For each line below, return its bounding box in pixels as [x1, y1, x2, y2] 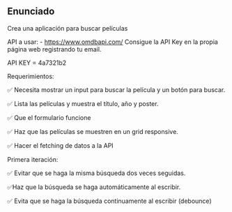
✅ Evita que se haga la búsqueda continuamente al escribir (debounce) [7, 197, 212, 205]
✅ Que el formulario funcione [7, 113, 91, 121]
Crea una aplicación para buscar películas [7, 24, 128, 32]
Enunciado [7, 6, 55, 17]
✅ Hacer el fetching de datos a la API [7, 141, 114, 149]
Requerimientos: [7, 72, 54, 80]
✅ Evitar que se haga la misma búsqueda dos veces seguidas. [7, 169, 186, 177]
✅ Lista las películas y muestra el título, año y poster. [7, 99, 159, 107]
